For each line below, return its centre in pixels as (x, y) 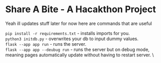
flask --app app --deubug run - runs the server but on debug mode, (77, 49)
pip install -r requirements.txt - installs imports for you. (68, 33)
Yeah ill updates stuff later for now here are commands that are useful (78, 23)
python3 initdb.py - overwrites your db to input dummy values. (72, 39)
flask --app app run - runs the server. (46, 44)
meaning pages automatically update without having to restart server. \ (80, 55)
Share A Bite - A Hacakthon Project (81, 9)
